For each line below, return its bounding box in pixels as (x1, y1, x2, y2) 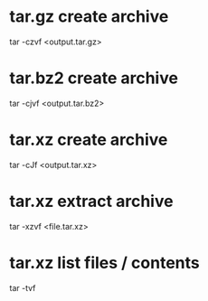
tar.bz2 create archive (9, 68, 179, 89)
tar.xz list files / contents (9, 252, 201, 273)
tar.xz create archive (9, 129, 168, 150)
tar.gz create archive (9, 6, 169, 27)
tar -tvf (9, 282, 36, 293)
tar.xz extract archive (9, 192, 174, 212)
